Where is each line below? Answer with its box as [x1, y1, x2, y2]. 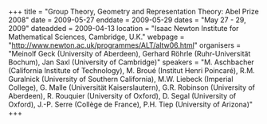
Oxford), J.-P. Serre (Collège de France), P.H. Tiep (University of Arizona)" [8, 99, 253, 109]
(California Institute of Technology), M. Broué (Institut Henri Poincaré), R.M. [8, 66, 255, 75]
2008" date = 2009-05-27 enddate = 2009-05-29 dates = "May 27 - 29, [8, 15, 246, 25]
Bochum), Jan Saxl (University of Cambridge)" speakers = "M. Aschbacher [8, 57, 255, 67]
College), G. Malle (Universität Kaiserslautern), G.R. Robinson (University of [8, 83, 256, 92]
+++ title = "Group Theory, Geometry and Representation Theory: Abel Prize [8, 7, 259, 16]
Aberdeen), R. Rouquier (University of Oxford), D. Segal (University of [8, 91, 237, 100]
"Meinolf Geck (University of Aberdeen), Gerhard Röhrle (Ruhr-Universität [8, 49, 251, 58]
